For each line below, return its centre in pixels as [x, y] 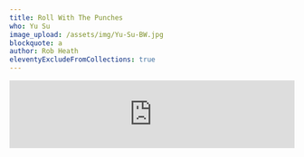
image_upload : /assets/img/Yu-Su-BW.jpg [87, 34]
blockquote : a [36, 43]
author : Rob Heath [44, 51]
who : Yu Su [30, 26]
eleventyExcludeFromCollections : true [82, 60]
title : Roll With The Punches [66, 18]
